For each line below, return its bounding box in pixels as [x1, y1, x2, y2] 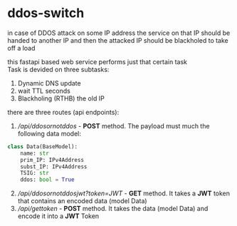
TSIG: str [20, 170, 50, 177]
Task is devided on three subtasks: [7, 65, 110, 73]
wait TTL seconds [17, 86, 71, 95]
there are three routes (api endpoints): [7, 108, 120, 116]
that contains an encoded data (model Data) [17, 197, 147, 205]
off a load [7, 43, 36, 52]
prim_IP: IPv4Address [20, 156, 84, 163]
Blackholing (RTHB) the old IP [17, 94, 105, 103]
